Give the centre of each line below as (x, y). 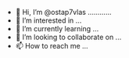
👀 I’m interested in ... (48, 20)
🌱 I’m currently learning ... (57, 29)
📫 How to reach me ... (52, 46)
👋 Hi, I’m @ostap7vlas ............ (63, 12)
